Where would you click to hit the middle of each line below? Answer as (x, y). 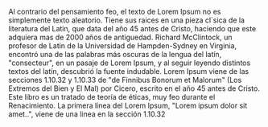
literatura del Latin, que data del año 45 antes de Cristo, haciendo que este (132, 29)
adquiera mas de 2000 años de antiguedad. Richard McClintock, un (120, 37)
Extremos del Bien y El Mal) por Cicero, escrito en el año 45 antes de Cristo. (134, 88)
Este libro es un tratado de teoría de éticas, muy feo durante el (112, 97)
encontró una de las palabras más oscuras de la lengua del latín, (115, 54)
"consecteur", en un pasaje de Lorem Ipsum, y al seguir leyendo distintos (130, 63)
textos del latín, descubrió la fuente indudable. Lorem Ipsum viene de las (129, 71)
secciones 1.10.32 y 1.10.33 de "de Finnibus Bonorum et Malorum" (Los (125, 80)
